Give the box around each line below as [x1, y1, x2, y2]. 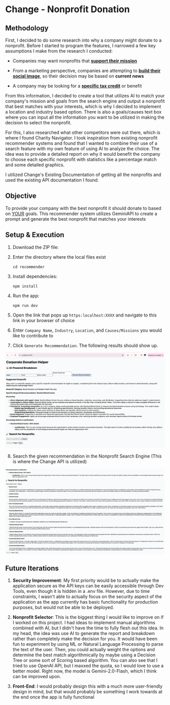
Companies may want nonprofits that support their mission [12, 58, 138, 64]
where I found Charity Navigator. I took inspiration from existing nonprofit [5, 135, 158, 140]
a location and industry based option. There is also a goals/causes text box [5, 109, 162, 115]
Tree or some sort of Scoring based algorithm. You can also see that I [12, 657, 158, 663]
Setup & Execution [5, 231, 65, 239]
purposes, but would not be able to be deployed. [12, 605, 114, 611]
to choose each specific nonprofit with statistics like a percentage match [5, 156, 157, 162]
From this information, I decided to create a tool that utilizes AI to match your [5, 93, 165, 98]
